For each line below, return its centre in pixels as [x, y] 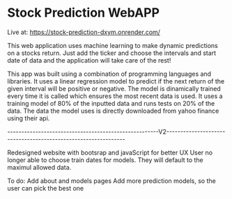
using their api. [29, 118]
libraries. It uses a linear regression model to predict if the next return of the [116, 81]
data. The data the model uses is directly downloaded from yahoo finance [113, 111]
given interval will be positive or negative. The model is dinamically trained [114, 88]
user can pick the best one [46, 188]
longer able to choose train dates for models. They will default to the [105, 160]
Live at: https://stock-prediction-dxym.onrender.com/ [84, 32]
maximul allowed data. [39, 167]
